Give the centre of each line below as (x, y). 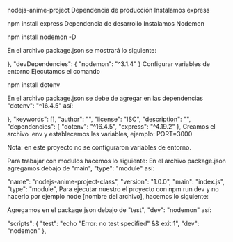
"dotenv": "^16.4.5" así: (40, 106)
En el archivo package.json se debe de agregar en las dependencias (105, 98)
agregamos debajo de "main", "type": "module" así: (81, 168)
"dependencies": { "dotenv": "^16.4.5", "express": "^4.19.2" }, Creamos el (111, 127)
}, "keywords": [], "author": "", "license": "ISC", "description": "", (99, 119)
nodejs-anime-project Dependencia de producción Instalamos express (109, 10)
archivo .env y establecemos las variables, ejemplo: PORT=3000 (100, 134)
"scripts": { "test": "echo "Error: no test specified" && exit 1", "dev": (103, 223)
